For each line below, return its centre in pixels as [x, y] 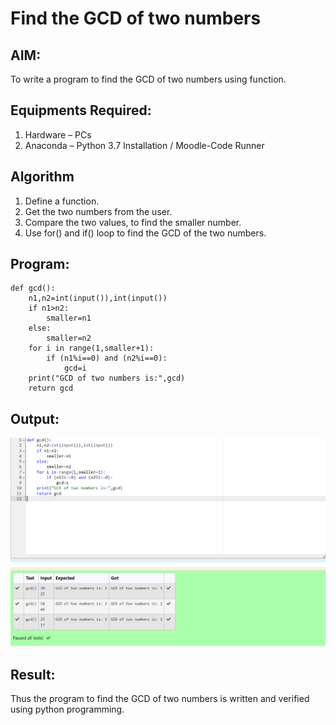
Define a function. [62, 201]
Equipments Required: [81, 110]
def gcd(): [33, 288]
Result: [33, 674]
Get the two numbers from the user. [98, 211]
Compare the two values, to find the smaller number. [133, 222]
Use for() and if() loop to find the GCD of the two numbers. [145, 233]
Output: [35, 418]
